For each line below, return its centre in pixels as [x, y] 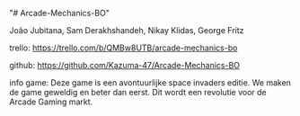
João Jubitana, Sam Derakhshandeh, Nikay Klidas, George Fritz [127, 30]
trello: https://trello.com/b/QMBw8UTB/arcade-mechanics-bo [124, 48]
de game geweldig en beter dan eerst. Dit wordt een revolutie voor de [138, 92]
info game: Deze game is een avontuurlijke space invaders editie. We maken [150, 83]
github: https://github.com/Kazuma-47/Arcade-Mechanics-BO [125, 65]
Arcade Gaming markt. [51, 102]
